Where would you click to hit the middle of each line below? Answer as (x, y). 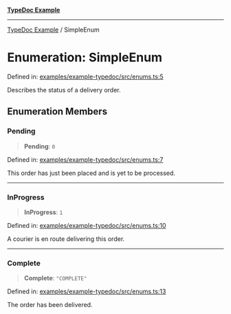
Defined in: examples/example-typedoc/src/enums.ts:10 (87, 225)
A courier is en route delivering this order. (66, 239)
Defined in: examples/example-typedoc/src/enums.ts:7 (85, 159)
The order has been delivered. (50, 305)
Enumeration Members (57, 112)
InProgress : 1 (43, 212)
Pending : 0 (40, 146)
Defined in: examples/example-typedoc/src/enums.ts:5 (85, 76)
